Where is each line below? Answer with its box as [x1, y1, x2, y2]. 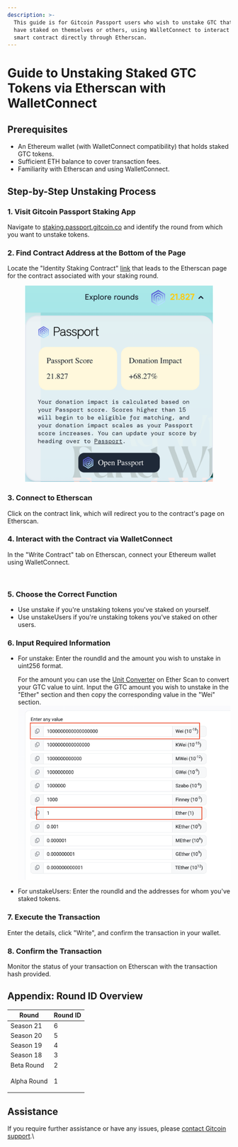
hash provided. [7, 970, 52, 978]
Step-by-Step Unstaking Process [7, 185, 157, 198]
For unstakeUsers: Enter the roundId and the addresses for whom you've [17, 887, 230, 895]
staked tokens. [17, 895, 61, 903]
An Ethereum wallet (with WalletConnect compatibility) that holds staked [17, 142, 229, 151]
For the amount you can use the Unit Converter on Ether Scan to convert [17, 675, 229, 684]
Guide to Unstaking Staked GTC [7, 65, 197, 81]
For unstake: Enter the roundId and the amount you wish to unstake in [17, 654, 221, 662]
